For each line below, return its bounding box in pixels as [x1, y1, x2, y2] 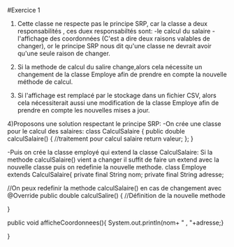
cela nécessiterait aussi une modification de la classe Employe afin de [17, 99, 219, 107]
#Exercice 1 [7, 6, 41, 14]
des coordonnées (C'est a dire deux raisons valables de [50, 34, 211, 43]
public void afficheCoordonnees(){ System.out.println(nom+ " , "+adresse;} [7, 218, 224, 227]
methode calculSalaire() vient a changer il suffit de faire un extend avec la [7, 155, 219, 164]
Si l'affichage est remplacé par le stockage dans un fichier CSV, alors [17, 91, 217, 99]
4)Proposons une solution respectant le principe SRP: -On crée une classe [7, 120, 221, 128]
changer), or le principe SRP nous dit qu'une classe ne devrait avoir [17, 42, 212, 50]
